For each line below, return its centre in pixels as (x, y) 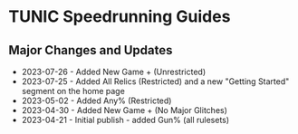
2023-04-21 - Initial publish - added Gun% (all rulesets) (125, 120)
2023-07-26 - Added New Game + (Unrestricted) (114, 72)
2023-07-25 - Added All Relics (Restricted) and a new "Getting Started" (155, 81)
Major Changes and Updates (91, 50)
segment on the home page (73, 91)
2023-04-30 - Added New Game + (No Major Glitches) (125, 110)
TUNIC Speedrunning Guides (120, 17)
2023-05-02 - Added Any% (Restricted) (96, 100)
